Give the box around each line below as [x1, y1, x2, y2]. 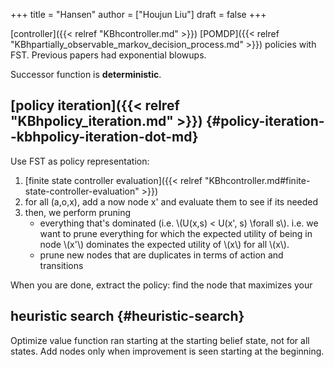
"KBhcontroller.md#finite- [204, 174, 311, 186]
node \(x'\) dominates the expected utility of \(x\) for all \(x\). [39, 238, 290, 250]
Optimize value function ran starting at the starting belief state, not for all [10, 334, 310, 346]
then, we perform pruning [24, 206, 132, 218]
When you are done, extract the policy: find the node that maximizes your [10, 279, 313, 291]
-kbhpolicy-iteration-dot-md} [10, 129, 199, 146]
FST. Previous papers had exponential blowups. [10, 49, 207, 61]
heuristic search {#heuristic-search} [10, 308, 245, 325]
